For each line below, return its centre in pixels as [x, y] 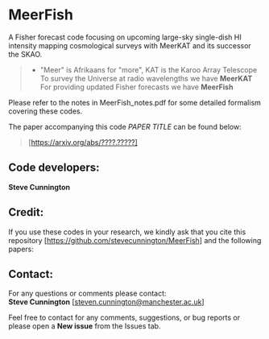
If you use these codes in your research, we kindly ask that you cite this [127, 232]
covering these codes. [46, 111]
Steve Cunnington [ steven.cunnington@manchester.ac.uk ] [106, 302]
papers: [21, 249]
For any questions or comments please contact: [87, 294]
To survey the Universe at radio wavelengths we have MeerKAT [146, 78]
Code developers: [54, 168]
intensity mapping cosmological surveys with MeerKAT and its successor [130, 45]
